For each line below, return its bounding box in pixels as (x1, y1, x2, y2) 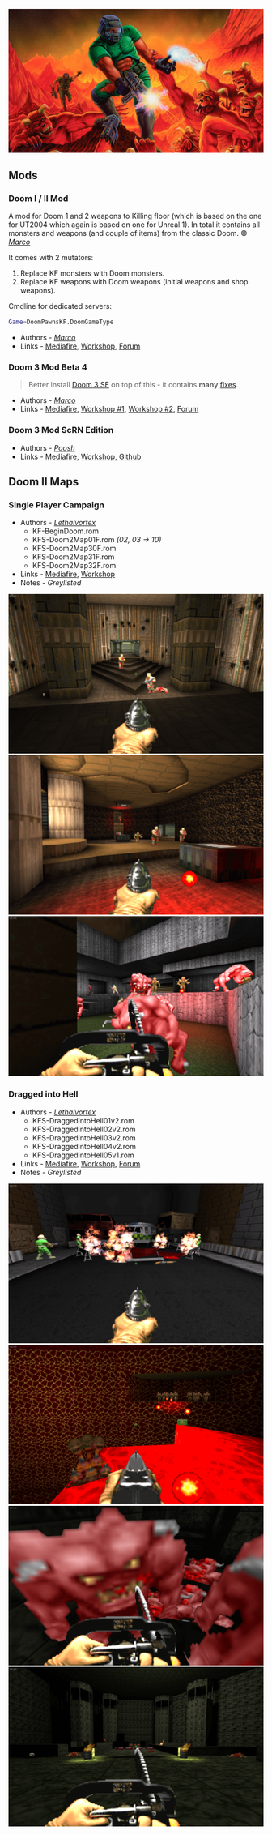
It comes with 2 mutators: (8, 253, 94, 263)
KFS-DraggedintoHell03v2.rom (32, 1132, 136, 1143)
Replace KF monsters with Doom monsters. (19, 268, 165, 278)
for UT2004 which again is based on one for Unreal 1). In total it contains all (8, 220, 261, 229)
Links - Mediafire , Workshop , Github (19, 451, 142, 461)
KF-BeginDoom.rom (32, 526, 100, 536)
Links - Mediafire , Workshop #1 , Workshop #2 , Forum (19, 404, 199, 414)
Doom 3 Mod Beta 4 (8, 361, 87, 373)
